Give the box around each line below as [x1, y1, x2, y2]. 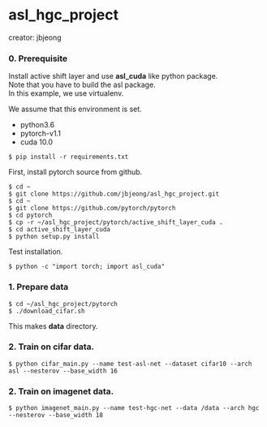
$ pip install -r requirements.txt [8, 153, 129, 162]
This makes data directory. [8, 321, 99, 330]
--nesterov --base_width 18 [8, 412, 104, 420]
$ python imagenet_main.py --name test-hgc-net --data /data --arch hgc [8, 404, 260, 412]
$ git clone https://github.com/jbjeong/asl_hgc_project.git [8, 190, 220, 198]
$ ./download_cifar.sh [8, 307, 85, 315]
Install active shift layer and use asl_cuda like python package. [8, 71, 218, 81]
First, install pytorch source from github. [8, 167, 143, 177]
